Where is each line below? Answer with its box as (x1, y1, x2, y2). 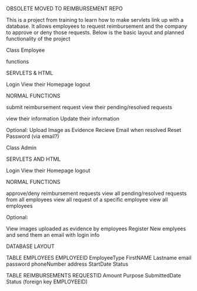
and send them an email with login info (6, 232, 100, 238)
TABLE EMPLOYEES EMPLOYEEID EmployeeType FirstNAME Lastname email (6, 254, 192, 261)
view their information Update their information (6, 115, 119, 122)
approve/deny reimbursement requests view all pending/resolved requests (6, 190, 187, 197)
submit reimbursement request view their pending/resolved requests (6, 104, 172, 111)
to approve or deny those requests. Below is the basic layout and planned (6, 29, 184, 36)
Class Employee (6, 47, 45, 54)
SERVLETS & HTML (6, 70, 54, 76)
